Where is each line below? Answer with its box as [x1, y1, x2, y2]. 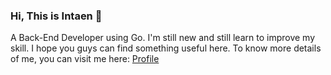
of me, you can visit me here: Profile [10, 53, 160, 65]
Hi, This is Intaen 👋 [10, 9, 103, 23]
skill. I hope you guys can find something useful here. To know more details [10, 42, 322, 54]
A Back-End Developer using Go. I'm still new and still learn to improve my [10, 32, 316, 44]
